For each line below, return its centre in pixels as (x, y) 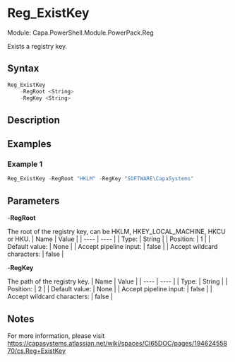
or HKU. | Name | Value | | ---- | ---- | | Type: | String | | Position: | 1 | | (109, 239)
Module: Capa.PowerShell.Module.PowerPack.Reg (80, 33)
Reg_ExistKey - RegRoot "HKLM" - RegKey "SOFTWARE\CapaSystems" (101, 179)
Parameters (34, 200)
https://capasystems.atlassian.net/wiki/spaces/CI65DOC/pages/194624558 (117, 343)
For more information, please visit (56, 335)
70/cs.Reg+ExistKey (36, 351)
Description (34, 120)
